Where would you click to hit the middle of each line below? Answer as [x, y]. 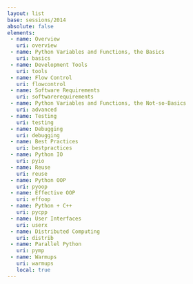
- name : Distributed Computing [55, 232]
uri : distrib [35, 238]
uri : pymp [30, 251]
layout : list [26, 13]
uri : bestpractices [44, 148]
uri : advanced [37, 110]
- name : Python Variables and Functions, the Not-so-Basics [98, 103]
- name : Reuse [30, 167]
